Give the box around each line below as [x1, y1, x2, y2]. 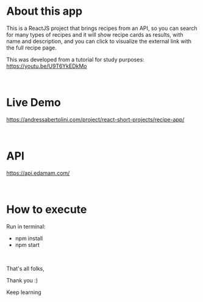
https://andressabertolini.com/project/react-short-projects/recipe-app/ [6, 116, 185, 123]
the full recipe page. [6, 44, 57, 51]
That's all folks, [6, 265, 45, 272]
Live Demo [6, 96, 61, 109]
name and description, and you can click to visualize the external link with [6, 37, 192, 45]
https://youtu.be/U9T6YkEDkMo [6, 62, 87, 70]
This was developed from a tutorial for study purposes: [6, 56, 144, 63]
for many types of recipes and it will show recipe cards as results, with [6, 31, 183, 38]
